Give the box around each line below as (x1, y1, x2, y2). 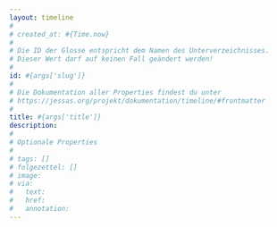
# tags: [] (9, 154, 50, 164)
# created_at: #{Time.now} (9, 29, 110, 38)
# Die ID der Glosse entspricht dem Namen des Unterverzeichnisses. (9, 46, 270, 55)
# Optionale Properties (9, 138, 98, 147)
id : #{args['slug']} (9, 71, 87, 80)
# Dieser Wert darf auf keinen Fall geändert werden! (9, 55, 214, 63)
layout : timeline (9, 13, 74, 22)
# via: (9, 180, 34, 189)
